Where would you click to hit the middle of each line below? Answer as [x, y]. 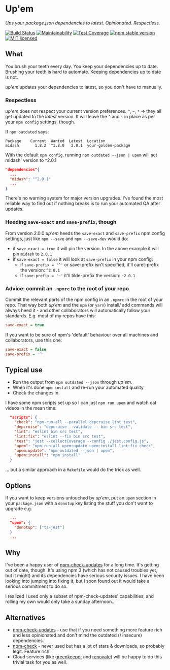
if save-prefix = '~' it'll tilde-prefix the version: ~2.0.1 [78, 275]
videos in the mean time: [31, 408]
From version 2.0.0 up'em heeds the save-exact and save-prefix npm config [85, 233]
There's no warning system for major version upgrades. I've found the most [84, 198]
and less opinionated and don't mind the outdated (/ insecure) [77, 635]
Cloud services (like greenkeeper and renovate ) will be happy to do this [87, 657]
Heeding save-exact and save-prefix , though [61, 222]
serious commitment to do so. [36, 586]
